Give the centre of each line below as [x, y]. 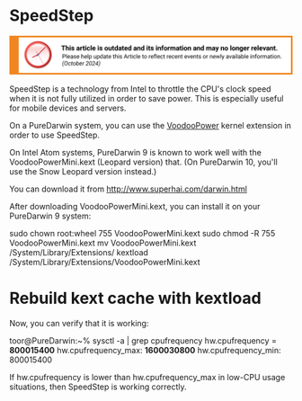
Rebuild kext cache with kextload [136, 299]
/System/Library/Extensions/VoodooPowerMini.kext [105, 262]
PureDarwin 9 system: [50, 216]
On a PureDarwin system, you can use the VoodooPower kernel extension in [151, 125]
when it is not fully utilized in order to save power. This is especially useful [147, 98]
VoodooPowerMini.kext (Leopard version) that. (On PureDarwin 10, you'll [144, 162]
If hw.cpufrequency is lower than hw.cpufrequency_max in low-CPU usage [147, 377]
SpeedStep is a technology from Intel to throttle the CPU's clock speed [140, 89]
